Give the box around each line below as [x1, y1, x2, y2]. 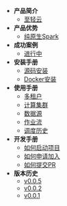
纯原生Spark [23, 32, 59, 40]
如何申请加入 [23, 152, 60, 160]
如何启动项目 [23, 144, 60, 151]
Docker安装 [23, 75, 57, 83]
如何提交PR [23, 161, 56, 168]
